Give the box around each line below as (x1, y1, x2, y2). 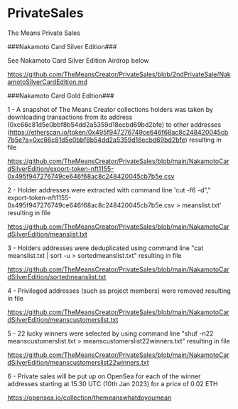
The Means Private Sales (7, 29, 80, 37)
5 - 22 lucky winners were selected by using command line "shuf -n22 (7, 329, 214, 338)
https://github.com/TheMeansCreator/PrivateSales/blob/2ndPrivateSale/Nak (7, 70, 231, 78)
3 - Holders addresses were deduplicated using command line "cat (7, 244, 204, 252)
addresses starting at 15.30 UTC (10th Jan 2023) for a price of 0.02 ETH (7, 379, 218, 388)
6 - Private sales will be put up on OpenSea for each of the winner (7, 372, 201, 380)
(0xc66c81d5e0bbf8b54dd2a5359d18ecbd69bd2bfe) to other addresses (7, 120, 222, 129)
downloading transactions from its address (7, 113, 133, 121)
